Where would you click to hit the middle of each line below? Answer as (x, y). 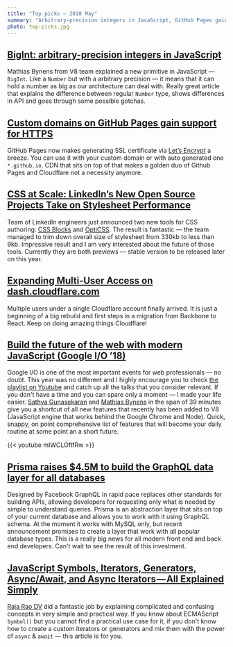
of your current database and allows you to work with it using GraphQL (109, 517)
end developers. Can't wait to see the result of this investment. (97, 546)
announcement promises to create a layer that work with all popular (104, 532)
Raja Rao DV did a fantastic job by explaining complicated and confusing (111, 607)
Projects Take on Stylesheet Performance (99, 205)
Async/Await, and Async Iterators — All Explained (115, 579)
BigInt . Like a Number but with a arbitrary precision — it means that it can (111, 79)
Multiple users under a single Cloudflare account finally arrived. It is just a (112, 308)
